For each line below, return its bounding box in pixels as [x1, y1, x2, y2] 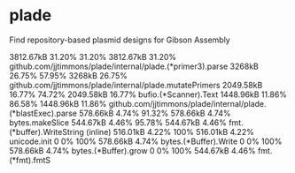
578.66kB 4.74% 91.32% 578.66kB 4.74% [79, 108, 231, 118]
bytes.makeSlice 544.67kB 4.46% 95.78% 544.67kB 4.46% [9, 117, 228, 128]
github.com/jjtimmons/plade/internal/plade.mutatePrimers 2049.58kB [9, 79, 263, 90]
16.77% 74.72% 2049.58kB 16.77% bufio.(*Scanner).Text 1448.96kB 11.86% [9, 89, 288, 100]
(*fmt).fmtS [9, 154, 51, 165]
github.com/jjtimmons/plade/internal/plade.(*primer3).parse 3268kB [9, 61, 259, 71]
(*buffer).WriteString [9, 126, 84, 137]
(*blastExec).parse [9, 108, 78, 118]
